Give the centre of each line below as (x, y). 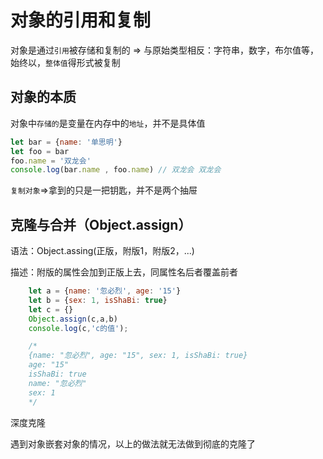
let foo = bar (40, 151)
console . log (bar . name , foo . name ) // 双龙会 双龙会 (116, 170)
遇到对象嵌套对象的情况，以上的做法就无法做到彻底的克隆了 (133, 443)
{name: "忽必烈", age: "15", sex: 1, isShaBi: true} (138, 356)
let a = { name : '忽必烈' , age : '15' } (105, 291)
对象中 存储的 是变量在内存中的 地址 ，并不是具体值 (108, 123)
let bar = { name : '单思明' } (66, 142)
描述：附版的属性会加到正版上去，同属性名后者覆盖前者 (124, 272)
